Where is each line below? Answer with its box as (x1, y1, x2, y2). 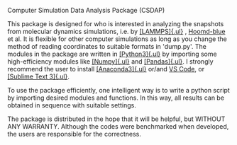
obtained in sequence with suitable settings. (7, 101, 137, 109)
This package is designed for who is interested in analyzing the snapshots (7, 20, 224, 28)
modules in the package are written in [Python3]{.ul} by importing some (7, 50, 218, 58)
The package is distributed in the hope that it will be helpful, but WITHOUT (7, 115, 226, 123)
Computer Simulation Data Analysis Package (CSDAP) (7, 6, 165, 14)
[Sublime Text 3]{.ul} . (7, 72, 70, 81)
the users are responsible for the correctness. (7, 130, 142, 138)
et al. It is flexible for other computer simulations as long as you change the (7, 35, 227, 43)
